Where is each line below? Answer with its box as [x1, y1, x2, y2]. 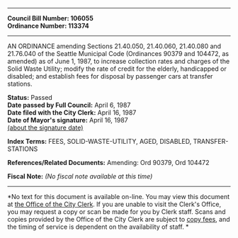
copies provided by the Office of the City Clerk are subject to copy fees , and [7, 215, 230, 223]
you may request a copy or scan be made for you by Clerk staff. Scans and [7, 208, 226, 216]
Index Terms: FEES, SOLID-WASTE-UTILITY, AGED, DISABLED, [7, 137, 192, 145]
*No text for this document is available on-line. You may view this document [7, 193, 230, 200]
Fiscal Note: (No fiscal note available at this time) [7, 172, 153, 181]
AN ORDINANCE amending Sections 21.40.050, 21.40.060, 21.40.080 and [7, 42, 222, 50]
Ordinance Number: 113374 [7, 22, 90, 30]
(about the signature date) [7, 123, 84, 132]
